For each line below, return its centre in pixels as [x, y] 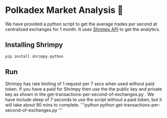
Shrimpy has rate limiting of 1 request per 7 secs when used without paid [80, 84]
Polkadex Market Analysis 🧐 [64, 10]
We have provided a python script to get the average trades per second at [81, 24]
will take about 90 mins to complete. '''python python [60, 105]
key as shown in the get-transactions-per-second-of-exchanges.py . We [80, 95]
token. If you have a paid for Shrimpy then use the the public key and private [83, 89]
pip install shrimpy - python [34, 56]
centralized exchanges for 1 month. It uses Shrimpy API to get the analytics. [83, 29]
